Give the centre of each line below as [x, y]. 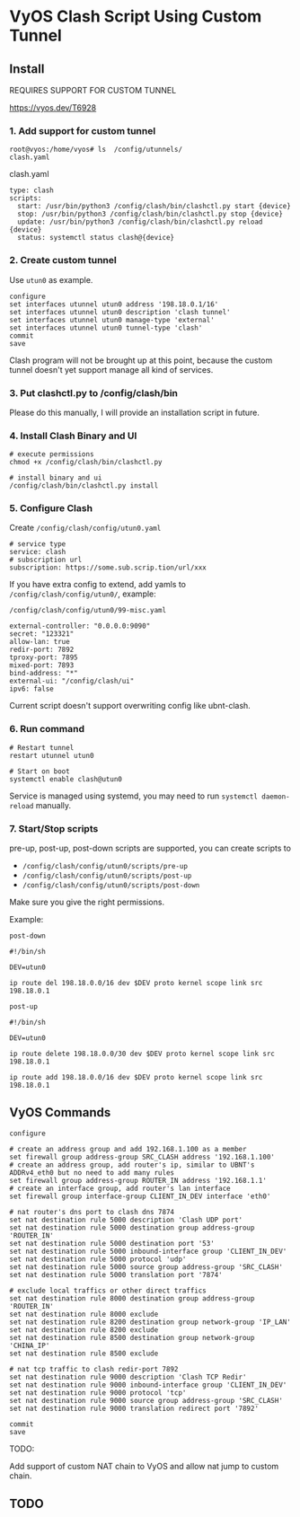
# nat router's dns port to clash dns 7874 [92, 1212]
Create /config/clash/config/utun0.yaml [85, 528]
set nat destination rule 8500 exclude [84, 1354]
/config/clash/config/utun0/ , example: [83, 594]
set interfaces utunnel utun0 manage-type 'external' [112, 320]
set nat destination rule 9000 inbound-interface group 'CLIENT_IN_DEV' [148, 1385]
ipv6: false [31, 689]
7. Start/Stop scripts [54, 828]
